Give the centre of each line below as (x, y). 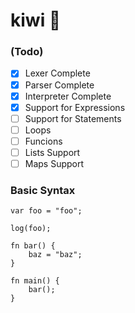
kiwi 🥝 (36, 20)
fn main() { (35, 281)
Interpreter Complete (68, 96)
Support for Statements (73, 118)
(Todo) (27, 52)
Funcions (43, 141)
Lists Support (52, 152)
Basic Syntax (43, 190)
